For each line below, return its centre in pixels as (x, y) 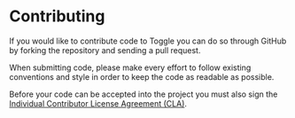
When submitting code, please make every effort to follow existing (130, 67)
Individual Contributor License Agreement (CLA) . (98, 103)
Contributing (57, 16)
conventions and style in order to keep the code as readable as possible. (142, 76)
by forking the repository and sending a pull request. (105, 50)
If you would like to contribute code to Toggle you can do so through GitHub (148, 41)
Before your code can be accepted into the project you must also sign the (144, 94)
